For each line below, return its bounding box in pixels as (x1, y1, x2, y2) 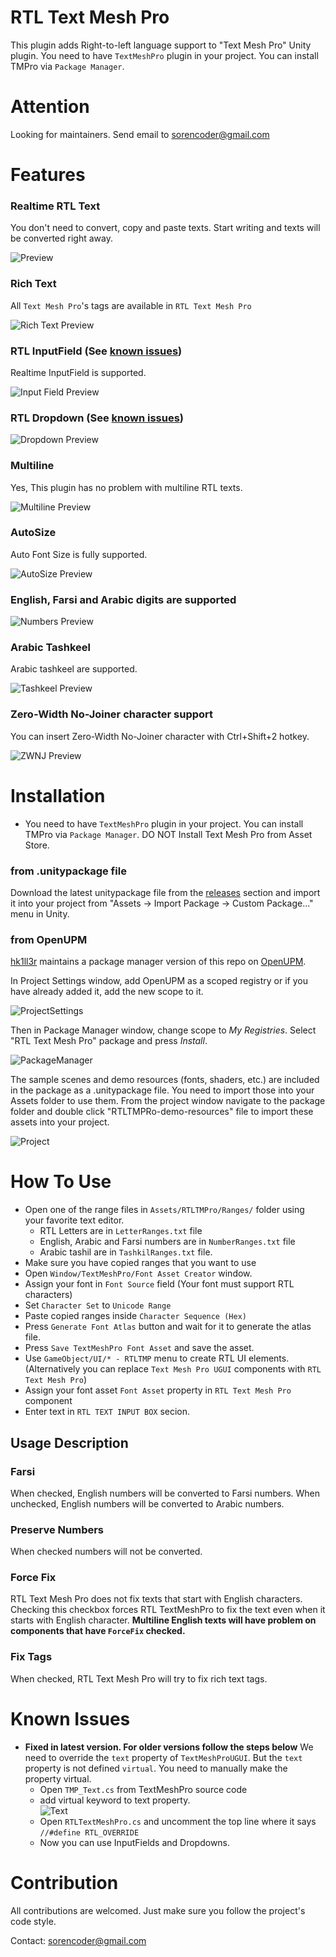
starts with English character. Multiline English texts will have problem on (10, 1614, 317, 1626)
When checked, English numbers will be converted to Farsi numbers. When (10, 1487, 321, 1499)
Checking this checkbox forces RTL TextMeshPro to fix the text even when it (10, 1604, 326, 1616)
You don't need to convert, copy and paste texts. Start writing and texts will (10, 222, 321, 234)
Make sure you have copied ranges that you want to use (24, 1257, 257, 1269)
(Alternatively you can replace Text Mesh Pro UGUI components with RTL (24, 1363, 322, 1375)
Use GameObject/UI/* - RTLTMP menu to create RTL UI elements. (24, 1352, 290, 1365)
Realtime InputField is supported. (10, 366, 147, 378)
